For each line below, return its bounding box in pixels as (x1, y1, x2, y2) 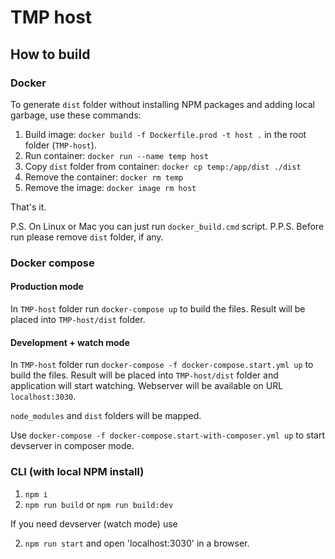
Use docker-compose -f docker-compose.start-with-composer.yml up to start (10, 429, 325, 441)
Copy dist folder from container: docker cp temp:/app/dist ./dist (24, 160, 302, 172)
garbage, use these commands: (10, 109, 142, 121)
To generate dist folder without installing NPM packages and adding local (10, 98, 315, 110)
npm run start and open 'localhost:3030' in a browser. (24, 537, 250, 549)
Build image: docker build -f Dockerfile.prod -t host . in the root (24, 128, 307, 140)
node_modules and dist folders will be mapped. (10, 410, 202, 422)
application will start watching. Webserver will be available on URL (10, 380, 284, 392)
